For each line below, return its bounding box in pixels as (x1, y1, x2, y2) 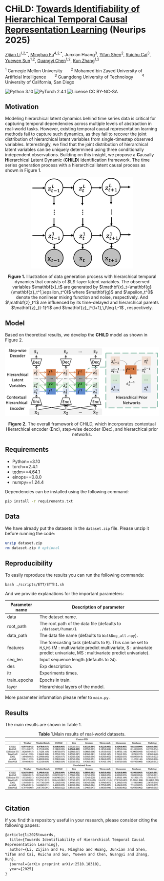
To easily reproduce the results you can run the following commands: (5, 572, 144, 578)
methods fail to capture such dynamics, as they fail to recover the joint (5, 131, 147, 137)
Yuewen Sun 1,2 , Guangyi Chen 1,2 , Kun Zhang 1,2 (5, 57, 100, 63)
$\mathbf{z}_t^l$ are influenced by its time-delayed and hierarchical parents (5, 299, 159, 306)
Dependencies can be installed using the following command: (5, 488, 129, 494)
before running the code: (5, 530, 55, 536)
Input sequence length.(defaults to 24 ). (40, 656, 117, 662)
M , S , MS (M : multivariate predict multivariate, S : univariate (40, 645, 153, 650)
